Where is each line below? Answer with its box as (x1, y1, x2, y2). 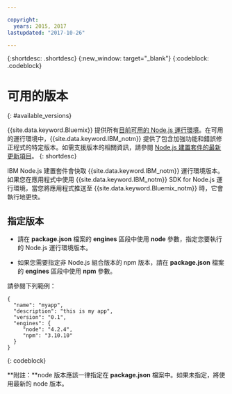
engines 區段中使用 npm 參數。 (25, 267, 117, 275)
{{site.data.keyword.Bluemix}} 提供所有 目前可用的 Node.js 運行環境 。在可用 (7, 126, 224, 134)
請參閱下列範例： (7, 282, 56, 290)
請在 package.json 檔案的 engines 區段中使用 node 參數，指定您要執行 (17, 235, 222, 243)
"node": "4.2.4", (22, 326, 73, 334)
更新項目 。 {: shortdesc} (7, 152, 77, 161)
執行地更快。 (7, 192, 44, 202)
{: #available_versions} (7, 112, 72, 120)
